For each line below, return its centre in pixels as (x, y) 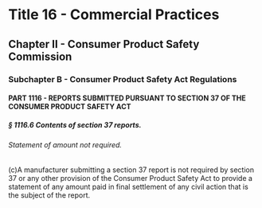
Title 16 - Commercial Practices (114, 15)
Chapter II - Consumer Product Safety (104, 44)
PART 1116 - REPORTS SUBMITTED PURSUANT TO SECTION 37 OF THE (127, 98)
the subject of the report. (49, 195)
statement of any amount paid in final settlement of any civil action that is (128, 186)
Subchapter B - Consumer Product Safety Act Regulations (123, 79)
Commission (40, 56)
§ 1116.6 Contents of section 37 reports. (75, 124)
